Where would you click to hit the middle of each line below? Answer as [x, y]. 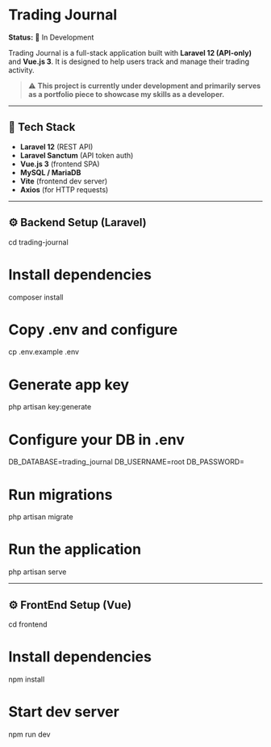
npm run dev [29, 734]
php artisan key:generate [50, 407]
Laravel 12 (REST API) [56, 146]
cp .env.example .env [44, 352]
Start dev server [64, 712]
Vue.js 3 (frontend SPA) [60, 164]
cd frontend [28, 624]
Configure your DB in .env [97, 440]
